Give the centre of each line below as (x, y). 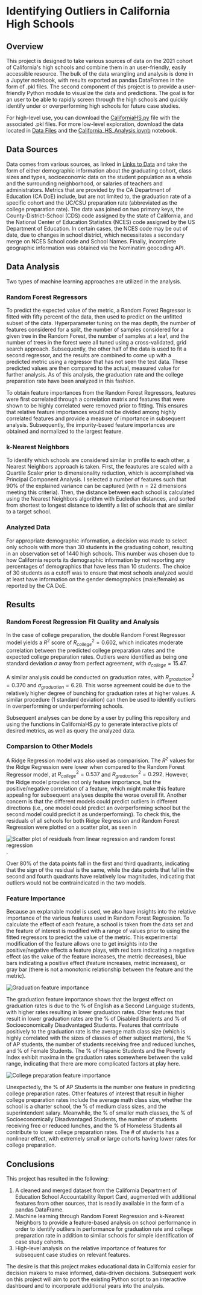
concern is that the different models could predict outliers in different (92, 802)
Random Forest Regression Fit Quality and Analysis (83, 622)
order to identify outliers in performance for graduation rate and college (104, 1229)
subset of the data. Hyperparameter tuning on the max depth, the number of (101, 323)
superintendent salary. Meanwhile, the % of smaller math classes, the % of (99, 1113)
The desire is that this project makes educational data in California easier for (101, 1267)
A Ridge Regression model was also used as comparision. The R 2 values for (100, 760)
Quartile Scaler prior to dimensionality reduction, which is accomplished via (100, 473)
